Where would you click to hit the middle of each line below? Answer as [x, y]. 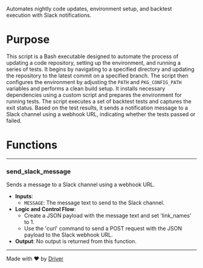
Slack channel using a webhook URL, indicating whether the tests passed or [101, 114]
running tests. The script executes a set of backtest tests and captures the [99, 101]
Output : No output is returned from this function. [76, 241]
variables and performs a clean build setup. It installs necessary [86, 88]
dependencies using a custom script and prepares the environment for [94, 95]
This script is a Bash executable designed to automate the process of [92, 56]
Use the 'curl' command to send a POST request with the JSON [103, 229]
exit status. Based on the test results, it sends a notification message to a [97, 108]
